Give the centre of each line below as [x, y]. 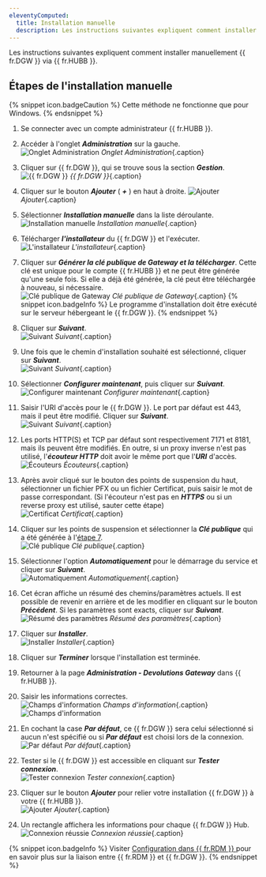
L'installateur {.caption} [109, 247]
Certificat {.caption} [92, 514]
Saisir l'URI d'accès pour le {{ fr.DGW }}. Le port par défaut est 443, [131, 408]
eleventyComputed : [39, 15]
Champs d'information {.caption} [155, 705]
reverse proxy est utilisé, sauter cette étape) [92, 506]
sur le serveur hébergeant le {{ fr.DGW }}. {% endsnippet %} [119, 313]
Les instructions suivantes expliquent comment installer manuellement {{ [127, 53]
